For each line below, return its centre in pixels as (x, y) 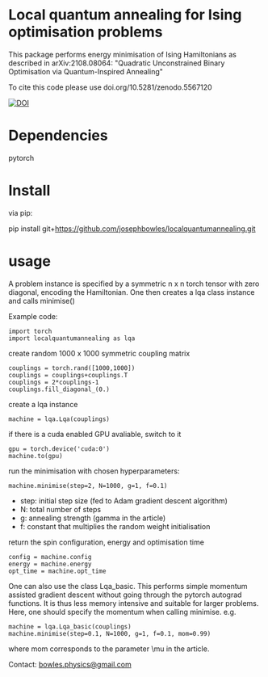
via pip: (21, 212)
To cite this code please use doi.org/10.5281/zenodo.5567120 (110, 87)
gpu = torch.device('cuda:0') (59, 449)
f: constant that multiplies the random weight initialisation (115, 526)
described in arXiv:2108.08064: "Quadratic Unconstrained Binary (117, 63)
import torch (30, 331)
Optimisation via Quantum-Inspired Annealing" (86, 71)
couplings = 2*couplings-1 (54, 382)
